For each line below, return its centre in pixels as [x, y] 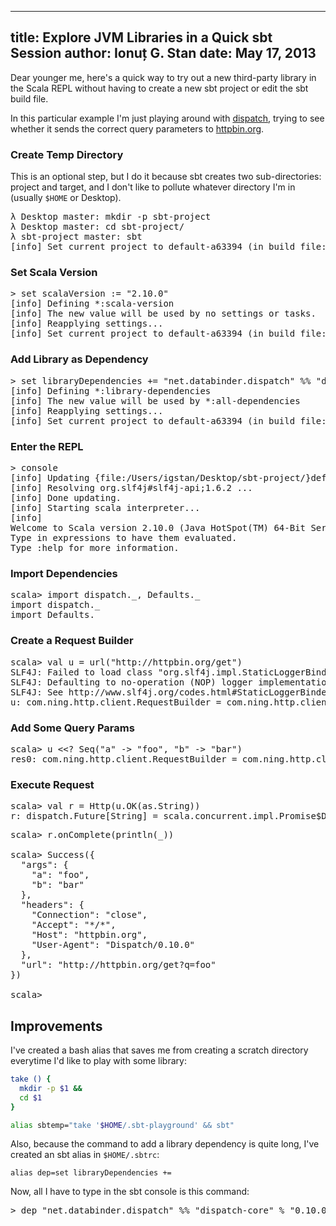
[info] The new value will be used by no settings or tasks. [163, 314]
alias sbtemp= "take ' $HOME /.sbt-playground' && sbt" [122, 1125]
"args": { [44, 865]
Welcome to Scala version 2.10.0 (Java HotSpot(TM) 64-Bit [158, 527]
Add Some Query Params [72, 728]
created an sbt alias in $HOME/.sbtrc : [85, 1155]
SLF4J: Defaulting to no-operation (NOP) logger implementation [171, 682]
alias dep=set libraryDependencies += [91, 1173]
